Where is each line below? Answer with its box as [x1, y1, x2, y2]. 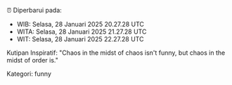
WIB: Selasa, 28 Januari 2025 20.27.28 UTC [16, 20, 145, 28]
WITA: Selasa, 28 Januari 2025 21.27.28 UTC [16, 27, 147, 36]
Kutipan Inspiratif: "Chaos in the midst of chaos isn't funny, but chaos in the [6, 48, 226, 57]
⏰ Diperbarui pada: [6, 6, 63, 14]
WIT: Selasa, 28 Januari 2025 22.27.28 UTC [16, 35, 144, 43]
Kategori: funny [6, 70, 52, 78]
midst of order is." [6, 56, 59, 64]
